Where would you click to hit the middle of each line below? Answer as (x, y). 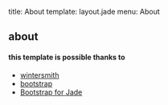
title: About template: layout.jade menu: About (84, 12)
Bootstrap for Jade (51, 92)
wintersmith (39, 75)
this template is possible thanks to (67, 57)
